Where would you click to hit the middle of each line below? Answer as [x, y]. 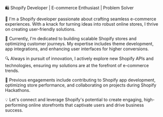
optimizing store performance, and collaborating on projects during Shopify [81, 85]
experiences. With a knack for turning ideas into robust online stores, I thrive [82, 24]
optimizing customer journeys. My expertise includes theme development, [79, 44]
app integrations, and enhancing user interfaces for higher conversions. [77, 49]
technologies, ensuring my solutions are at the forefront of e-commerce [77, 66]
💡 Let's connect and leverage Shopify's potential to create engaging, [74, 100]
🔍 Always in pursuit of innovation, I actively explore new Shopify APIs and [80, 58]
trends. [12, 71]
